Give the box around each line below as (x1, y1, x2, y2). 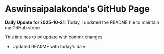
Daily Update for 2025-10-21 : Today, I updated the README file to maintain (5, 19, 159, 25)
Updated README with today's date (12, 43, 85, 49)
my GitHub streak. (5, 24, 42, 30)
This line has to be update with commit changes (5, 34, 103, 40)
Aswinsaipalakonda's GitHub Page (5, 3, 150, 15)
